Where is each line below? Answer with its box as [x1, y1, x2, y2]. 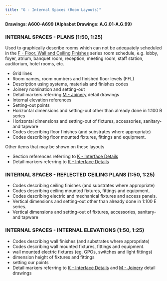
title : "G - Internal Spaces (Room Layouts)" [5, 7, 101, 12]
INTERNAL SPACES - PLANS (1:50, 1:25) [5, 33, 103, 40]
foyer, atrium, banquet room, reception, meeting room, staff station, [5, 55, 144, 61]
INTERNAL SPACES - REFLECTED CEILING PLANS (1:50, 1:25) [5, 171, 155, 178]
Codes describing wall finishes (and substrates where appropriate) [12, 238, 150, 244]
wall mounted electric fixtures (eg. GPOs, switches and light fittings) [12, 249, 153, 255]
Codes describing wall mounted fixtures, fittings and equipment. [12, 243, 145, 250]
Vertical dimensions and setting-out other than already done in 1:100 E [12, 198, 157, 205]
